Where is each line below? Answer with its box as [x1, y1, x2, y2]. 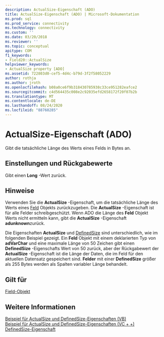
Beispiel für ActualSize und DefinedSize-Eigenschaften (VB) [5, 316, 127, 322]
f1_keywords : [5, 53, 32, 58]
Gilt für [5, 276, 27, 284]
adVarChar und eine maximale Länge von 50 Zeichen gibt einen [5, 240, 135, 246]
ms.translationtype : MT [5, 94, 54, 99]
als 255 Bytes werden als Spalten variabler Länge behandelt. [5, 261, 128, 267]
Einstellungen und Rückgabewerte [5, 159, 113, 168]
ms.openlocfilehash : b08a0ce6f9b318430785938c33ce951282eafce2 [5, 84, 137, 90]
